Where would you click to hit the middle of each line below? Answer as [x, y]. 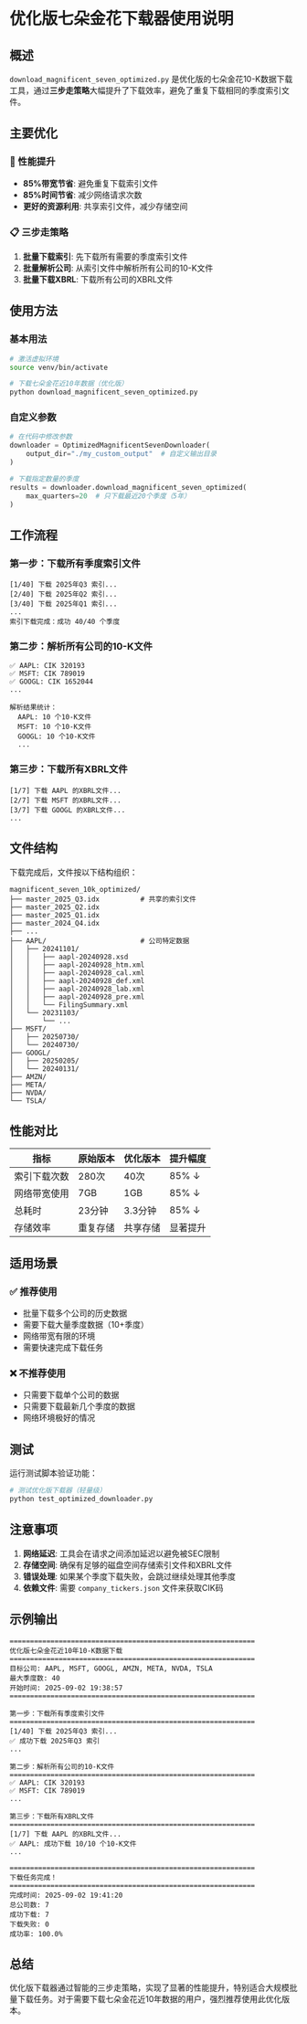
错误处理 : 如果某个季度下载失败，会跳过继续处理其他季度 [129, 1576]
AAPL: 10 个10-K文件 [55, 717]
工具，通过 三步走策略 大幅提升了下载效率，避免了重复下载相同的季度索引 [145, 90]
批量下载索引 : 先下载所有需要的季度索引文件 [105, 256]
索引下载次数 [42, 1177]
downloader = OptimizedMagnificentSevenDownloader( [110, 445]
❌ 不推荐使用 [38, 1373]
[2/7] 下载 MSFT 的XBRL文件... [65, 800]
